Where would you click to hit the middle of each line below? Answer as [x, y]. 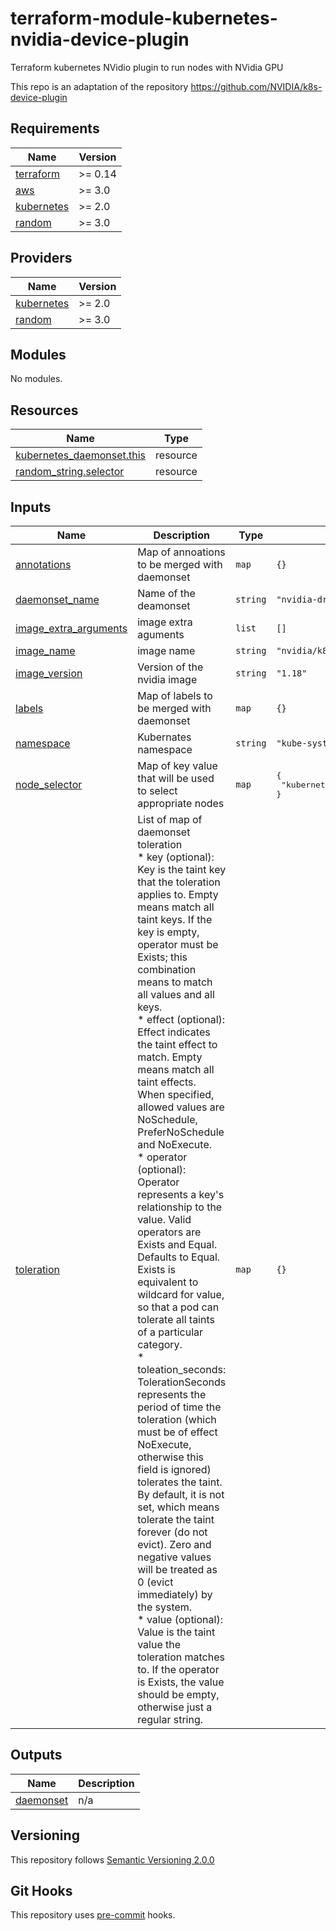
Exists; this [162, 957]
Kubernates [164, 737]
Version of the [170, 667]
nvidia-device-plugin [100, 39]
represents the [172, 1394]
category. [160, 1344]
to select [157, 790]
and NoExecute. [175, 1144]
